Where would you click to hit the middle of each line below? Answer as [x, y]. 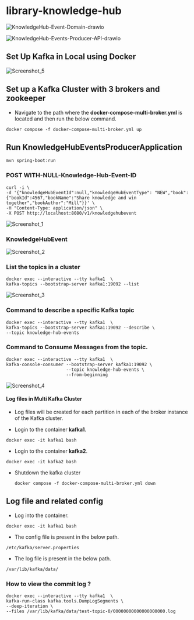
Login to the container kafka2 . [51, 451]
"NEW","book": [172, 192]
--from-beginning [87, 375]
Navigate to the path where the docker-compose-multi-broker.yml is [98, 112]
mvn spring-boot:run [31, 161]
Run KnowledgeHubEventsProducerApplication [94, 147]
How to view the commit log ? [49, 584]
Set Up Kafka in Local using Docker [71, 57]
